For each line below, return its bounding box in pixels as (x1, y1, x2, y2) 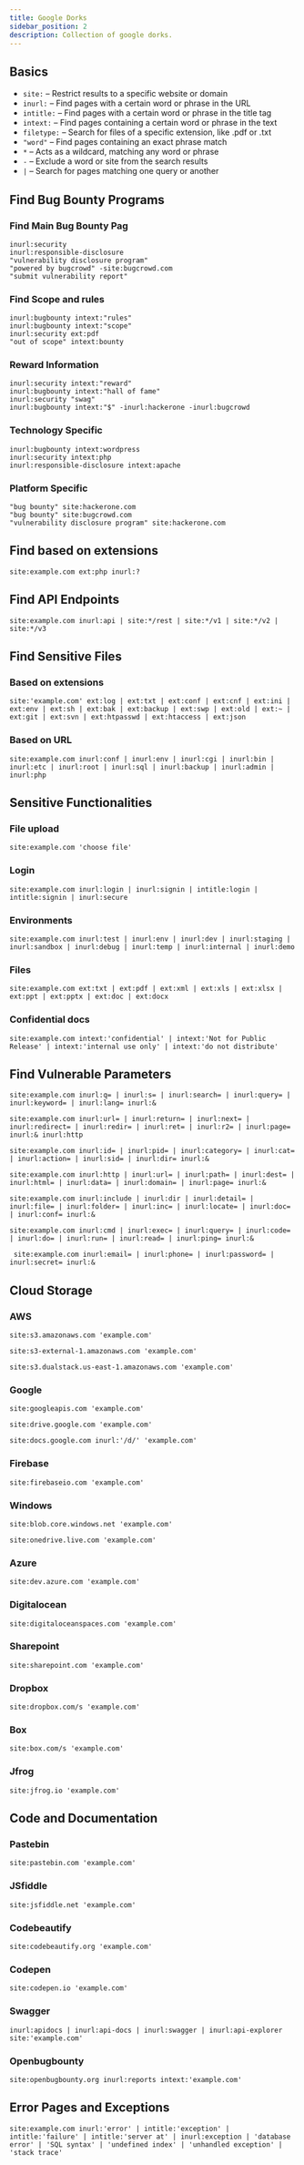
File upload (9, 822, 60, 834)
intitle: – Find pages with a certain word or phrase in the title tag (22, 107, 272, 118)
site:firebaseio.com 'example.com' (9, 1477, 145, 1487)
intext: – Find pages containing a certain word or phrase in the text (22, 117, 278, 128)
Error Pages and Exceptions (9, 2100, 170, 2116)
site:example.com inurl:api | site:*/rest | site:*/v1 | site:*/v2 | (9, 616, 279, 625)
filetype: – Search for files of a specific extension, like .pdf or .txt (22, 127, 271, 138)
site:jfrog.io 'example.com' (9, 1786, 120, 1795)
